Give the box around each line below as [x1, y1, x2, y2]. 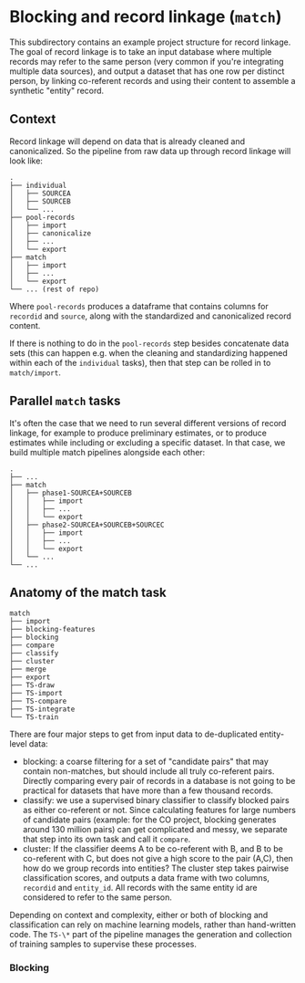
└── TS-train [9, 713, 59, 722]
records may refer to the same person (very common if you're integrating [9, 56, 284, 67]
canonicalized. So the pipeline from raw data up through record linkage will [9, 145, 291, 156]
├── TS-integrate [9, 705, 76, 714]
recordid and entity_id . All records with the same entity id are [22, 883, 258, 894]
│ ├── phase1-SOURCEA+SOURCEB [9, 488, 132, 497]
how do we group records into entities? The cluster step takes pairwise [22, 863, 290, 873]
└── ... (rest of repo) [9, 285, 100, 294]
